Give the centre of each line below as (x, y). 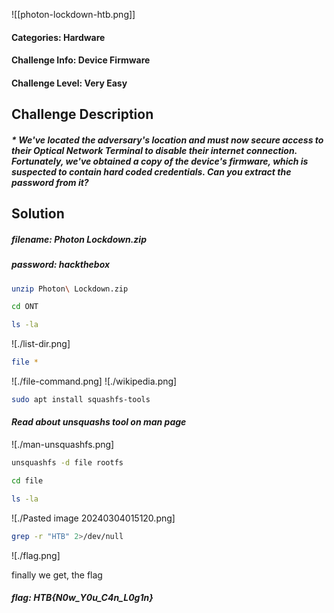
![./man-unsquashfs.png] (63, 445)
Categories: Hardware (58, 37)
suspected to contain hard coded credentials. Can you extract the (151, 171)
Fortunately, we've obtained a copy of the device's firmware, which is (160, 161)
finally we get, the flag (57, 575)
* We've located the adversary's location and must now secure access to (167, 140)
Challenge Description (82, 114)
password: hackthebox (61, 265)
